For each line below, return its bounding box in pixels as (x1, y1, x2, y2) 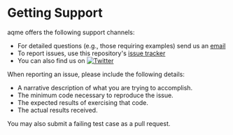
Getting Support (7, 5, 103, 21)
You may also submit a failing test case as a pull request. (7, 119, 171, 127)
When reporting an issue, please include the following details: (7, 70, 185, 78)
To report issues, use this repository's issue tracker (17, 49, 166, 57)
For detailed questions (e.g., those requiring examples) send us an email (17, 41, 226, 50)
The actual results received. (17, 106, 98, 114)
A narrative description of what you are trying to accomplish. (17, 83, 193, 92)
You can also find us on (17, 56, 85, 64)
